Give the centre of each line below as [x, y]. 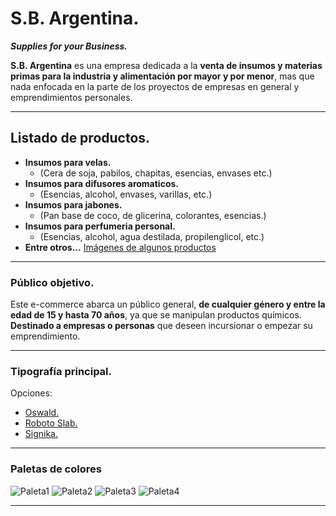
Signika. [41, 434]
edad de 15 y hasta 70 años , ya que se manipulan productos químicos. [156, 315]
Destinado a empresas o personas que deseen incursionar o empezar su [161, 326]
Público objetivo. [52, 282]
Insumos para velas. [68, 162]
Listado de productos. [80, 138]
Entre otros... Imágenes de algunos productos [120, 247]
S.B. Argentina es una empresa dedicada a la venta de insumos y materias [166, 65]
